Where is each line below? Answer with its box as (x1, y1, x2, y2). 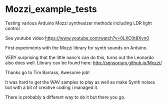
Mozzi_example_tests (5, 3, 97, 15)
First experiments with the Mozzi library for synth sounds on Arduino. (5, 44, 148, 50)
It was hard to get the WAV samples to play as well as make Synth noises (5, 79, 155, 85)
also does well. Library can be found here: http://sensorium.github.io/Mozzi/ (5, 59, 162, 65)
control (5, 25, 20, 31)
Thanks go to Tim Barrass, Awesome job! (5, 69, 90, 75)
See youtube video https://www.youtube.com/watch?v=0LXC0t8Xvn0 (5, 35, 149, 41)
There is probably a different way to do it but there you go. (5, 94, 126, 100)
